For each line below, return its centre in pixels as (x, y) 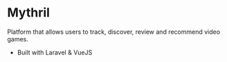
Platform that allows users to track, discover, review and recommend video (113, 32)
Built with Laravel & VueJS (55, 52)
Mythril (29, 13)
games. (18, 39)
